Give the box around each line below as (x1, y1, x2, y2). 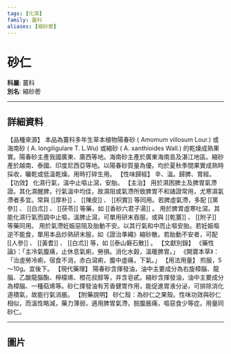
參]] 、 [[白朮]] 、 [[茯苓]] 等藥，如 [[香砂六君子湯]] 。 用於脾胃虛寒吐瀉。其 (7, 205, 220, 213)
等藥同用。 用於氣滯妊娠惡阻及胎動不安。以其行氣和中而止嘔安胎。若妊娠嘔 (7, 222, 220, 230)
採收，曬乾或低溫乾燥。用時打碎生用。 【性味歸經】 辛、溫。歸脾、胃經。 (7, 170, 215, 178)
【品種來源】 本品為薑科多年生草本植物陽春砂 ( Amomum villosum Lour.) (7, 136, 212, 144)
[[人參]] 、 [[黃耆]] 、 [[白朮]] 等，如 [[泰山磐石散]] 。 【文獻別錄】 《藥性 (7, 239, 214, 247)
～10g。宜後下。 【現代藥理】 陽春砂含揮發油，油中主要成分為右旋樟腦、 (7, 264, 213, 273)
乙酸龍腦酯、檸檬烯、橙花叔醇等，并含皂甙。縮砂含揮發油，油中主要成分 (19, 273, 224, 282)
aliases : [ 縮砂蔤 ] (7, 23, 57, 30)
